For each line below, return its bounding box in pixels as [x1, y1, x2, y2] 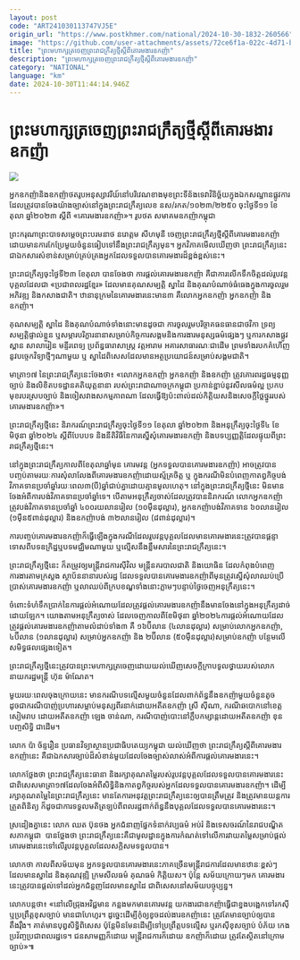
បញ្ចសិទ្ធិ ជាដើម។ [9, 721, 61, 732]
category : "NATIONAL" [9, 64, 90, 72]
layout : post [9, 13, 58, 22]
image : [9, 38, 34, 47]
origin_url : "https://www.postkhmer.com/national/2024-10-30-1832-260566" [9, 30, 294, 38]
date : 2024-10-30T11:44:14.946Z [9, 80, 129, 89]
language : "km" [9, 72, 66, 81]
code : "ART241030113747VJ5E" [9, 21, 118, 30]
